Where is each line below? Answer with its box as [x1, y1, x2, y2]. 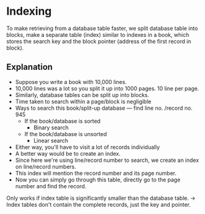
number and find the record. [15, 182, 87, 189]
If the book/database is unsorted [24, 130, 107, 137]
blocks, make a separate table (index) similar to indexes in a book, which [6, 31, 190, 38]
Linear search [33, 137, 69, 144]
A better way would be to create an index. [15, 150, 121, 157]
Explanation [6, 62, 53, 72]
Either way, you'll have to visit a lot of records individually [15, 143, 160, 151]
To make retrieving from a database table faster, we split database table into [6, 25, 198, 32]
